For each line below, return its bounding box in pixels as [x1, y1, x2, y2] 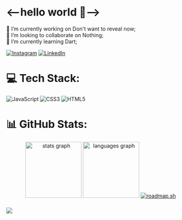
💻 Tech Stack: [6, 72, 80, 85]
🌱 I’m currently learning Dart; [6, 38, 78, 45]
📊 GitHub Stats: [6, 118, 88, 131]
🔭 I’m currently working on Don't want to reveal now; [6, 25, 136, 32]
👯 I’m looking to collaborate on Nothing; [6, 31, 104, 38]
